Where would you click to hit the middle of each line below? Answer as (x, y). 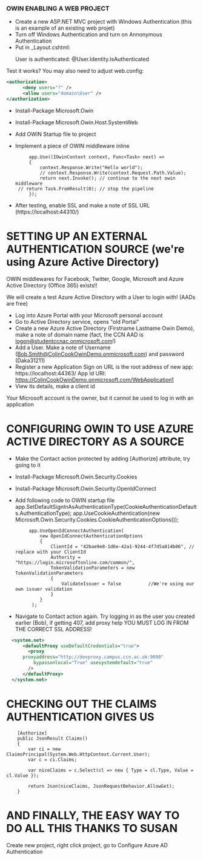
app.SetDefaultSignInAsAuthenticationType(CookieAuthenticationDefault (106, 506)
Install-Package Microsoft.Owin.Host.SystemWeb (76, 122)
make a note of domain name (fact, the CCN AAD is (79, 334)
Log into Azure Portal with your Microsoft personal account (89, 315)
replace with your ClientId (50, 552)
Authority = (65, 557)
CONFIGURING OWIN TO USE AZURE (100, 428)
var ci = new (45, 749)
